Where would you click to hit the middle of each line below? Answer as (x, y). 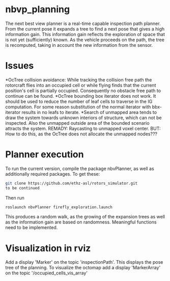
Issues (20, 66)
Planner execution (45, 154)
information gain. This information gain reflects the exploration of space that (85, 34)
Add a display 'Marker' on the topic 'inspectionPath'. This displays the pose (84, 262)
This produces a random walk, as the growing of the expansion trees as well (85, 217)
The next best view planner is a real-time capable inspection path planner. (83, 23)
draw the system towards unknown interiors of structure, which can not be (83, 118)
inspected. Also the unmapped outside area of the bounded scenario (77, 123)
